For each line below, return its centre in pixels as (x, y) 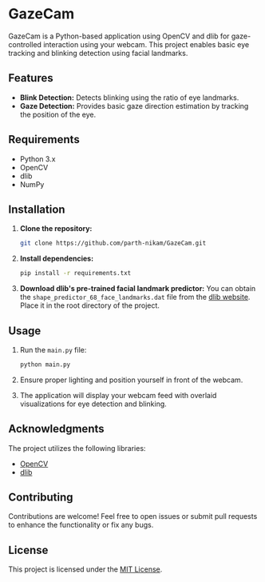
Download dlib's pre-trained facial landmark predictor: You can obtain (138, 289)
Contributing (41, 498)
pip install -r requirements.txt (75, 273)
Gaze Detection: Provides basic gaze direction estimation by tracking (134, 106)
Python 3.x (38, 159)
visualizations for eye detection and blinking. (93, 404)
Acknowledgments (57, 429)
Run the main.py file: (53, 349)
